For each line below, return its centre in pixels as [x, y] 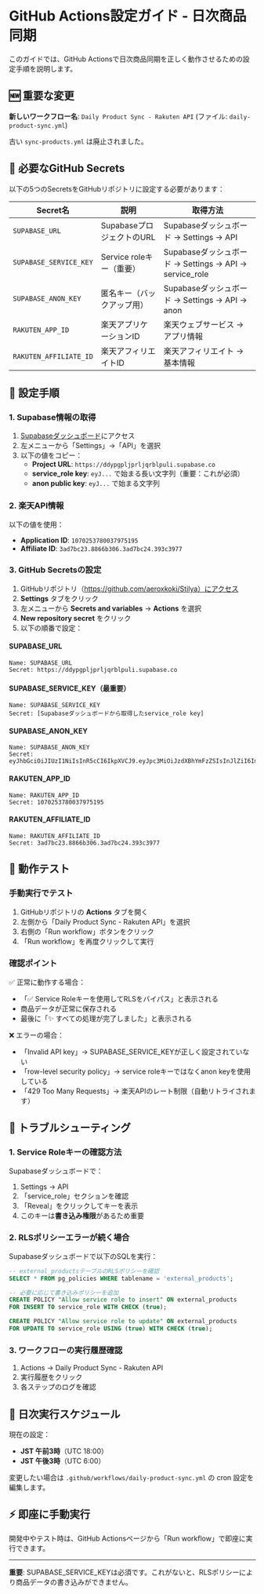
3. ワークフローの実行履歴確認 [66, 1350]
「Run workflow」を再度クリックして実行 [87, 941]
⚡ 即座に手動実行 [50, 1514]
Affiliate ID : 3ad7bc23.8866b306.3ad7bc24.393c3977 [101, 548]
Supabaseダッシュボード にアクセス [78, 436]
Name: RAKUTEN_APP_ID [44, 795]
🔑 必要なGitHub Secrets [67, 168]
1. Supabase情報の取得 [52, 417]
